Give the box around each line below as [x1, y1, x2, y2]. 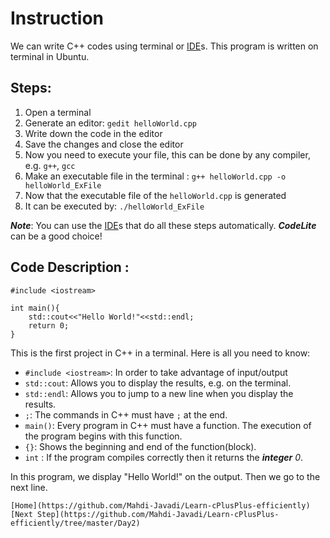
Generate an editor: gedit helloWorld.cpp [24, 117, 197, 129]
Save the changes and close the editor [24, 138, 184, 150]
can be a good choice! [10, 230, 103, 242]
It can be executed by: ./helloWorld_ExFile [24, 200, 205, 212]
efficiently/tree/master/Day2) [10, 518, 141, 528]
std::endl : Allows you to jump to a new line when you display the [24, 387, 294, 399]
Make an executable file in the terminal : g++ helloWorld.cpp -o [24, 170, 287, 182]
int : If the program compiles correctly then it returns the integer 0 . [24, 451, 304, 463]
